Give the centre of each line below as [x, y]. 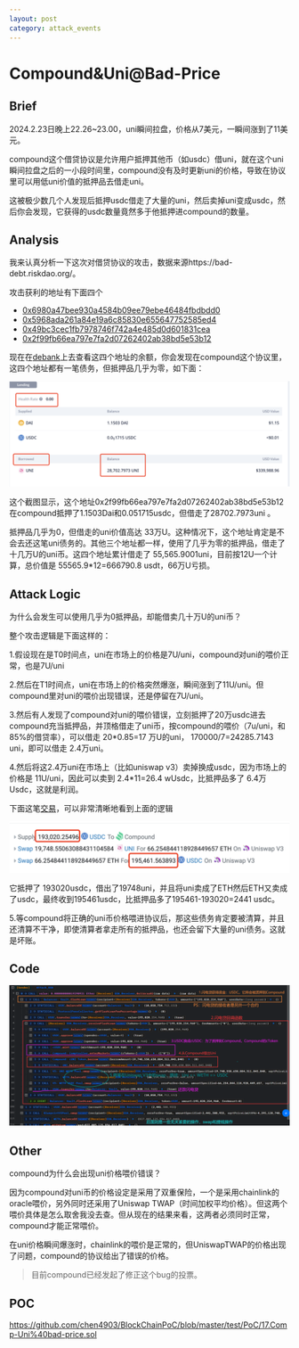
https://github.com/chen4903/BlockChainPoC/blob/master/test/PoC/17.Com [148, 1325]
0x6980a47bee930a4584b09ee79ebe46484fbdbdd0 [121, 310]
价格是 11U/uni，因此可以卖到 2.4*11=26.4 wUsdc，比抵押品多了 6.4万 [138, 778]
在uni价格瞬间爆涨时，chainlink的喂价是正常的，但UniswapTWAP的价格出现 [148, 1245]
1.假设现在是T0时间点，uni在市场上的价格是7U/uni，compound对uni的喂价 [145, 654]
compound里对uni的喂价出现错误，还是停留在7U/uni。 [109, 696]
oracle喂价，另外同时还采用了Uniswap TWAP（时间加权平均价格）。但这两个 [149, 1204]
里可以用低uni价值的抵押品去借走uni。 [79, 181]
